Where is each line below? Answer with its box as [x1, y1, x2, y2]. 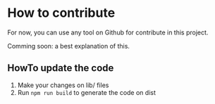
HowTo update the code [7, 62, 114, 74]
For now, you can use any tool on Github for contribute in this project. [7, 28, 209, 37]
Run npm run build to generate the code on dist [17, 88, 156, 96]
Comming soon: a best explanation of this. [7, 41, 130, 50]
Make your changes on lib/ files [17, 81, 109, 89]
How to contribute [7, 5, 116, 21]
